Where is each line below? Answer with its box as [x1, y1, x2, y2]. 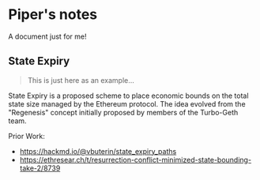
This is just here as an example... [27, 75, 134, 84]
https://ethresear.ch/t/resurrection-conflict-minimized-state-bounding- [19, 155, 251, 164]
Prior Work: [8, 131, 46, 141]
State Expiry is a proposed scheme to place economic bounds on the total [8, 91, 249, 100]
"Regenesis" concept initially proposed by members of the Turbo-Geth [8, 107, 239, 117]
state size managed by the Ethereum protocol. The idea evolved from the [8, 99, 247, 108]
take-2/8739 [19, 163, 61, 173]
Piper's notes [8, 6, 97, 24]
